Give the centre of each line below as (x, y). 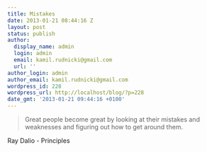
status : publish (31, 34)
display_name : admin (44, 47)
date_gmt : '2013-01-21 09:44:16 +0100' (66, 100)
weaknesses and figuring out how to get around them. (103, 127)
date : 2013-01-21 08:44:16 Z (50, 21)
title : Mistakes (31, 14)
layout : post (27, 27)
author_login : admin (38, 73)
